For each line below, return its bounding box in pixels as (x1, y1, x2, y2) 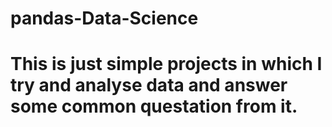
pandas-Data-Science (10, 7, 199, 30)
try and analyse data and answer (10, 74, 288, 97)
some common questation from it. (10, 95, 298, 118)
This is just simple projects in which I (10, 53, 323, 76)
